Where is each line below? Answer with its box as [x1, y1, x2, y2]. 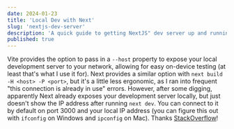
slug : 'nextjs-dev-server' [7, 23, 86, 30]
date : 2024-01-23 [7, 10, 58, 17]
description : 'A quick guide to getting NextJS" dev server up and [7, 29, 208, 37]
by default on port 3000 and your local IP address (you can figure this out [7, 107, 219, 115]
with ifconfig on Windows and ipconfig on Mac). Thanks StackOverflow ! [7, 114, 219, 122]
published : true [7, 36, 54, 43]
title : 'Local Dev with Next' [7, 17, 95, 24]
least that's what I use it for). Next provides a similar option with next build [7, 70, 223, 78]
